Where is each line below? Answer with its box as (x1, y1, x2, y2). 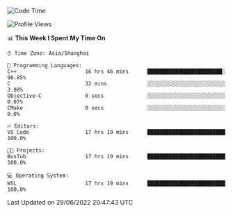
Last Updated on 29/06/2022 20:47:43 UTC (7, 198, 134, 206)
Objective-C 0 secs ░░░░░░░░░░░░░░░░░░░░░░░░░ (7, 92, 226, 99)
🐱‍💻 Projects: (7, 147, 45, 154)
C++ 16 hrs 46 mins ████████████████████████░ (7, 68, 226, 75)
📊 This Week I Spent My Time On (7, 34, 106, 42)
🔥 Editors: (7, 123, 40, 130)
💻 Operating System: (7, 172, 70, 179)
